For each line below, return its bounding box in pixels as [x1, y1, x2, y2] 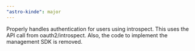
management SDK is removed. [6, 38, 83, 45]
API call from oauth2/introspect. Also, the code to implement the [6, 31, 168, 39]
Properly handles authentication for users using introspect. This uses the [6, 25, 189, 32]
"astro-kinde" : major [6, 8, 62, 15]
